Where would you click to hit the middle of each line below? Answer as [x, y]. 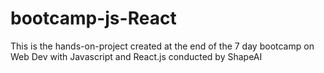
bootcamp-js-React [93, 18]
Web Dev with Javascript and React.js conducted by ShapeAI [136, 56]
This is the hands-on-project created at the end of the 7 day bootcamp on [162, 46]
